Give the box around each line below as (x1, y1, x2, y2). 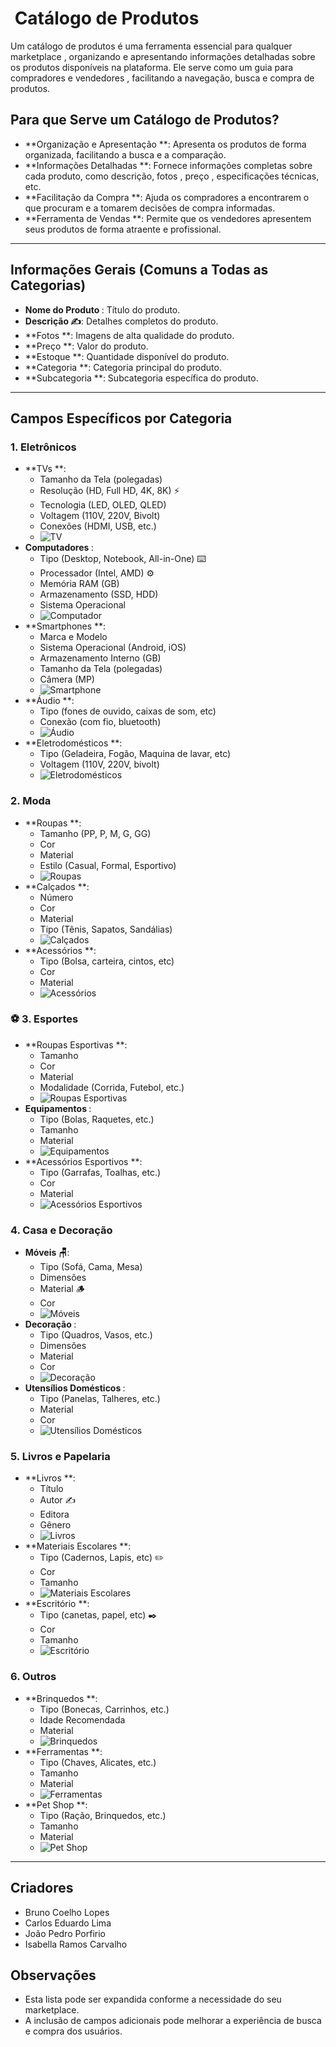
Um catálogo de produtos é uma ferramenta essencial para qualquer (10, 40, 293, 52)
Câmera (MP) (39, 673, 95, 686)
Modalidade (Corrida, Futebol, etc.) (39, 1081, 185, 1093)
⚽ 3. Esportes (10, 1012, 79, 1026)
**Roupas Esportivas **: (24, 1038, 128, 1051)
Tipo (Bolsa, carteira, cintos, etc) (39, 955, 175, 967)
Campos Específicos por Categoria (10, 410, 233, 427)
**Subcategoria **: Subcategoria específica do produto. (24, 372, 259, 384)
